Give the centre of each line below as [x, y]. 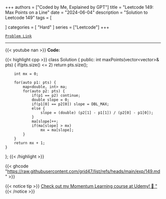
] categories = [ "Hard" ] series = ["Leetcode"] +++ [57, 27]
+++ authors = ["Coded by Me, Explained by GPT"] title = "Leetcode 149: [80, 7]
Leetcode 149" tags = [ [28, 18]
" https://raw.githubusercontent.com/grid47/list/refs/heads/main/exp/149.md [83, 171]
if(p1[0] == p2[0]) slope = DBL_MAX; [70, 104]
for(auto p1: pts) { [35, 82]
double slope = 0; [50, 100]
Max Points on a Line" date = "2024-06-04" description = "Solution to [77, 12]
